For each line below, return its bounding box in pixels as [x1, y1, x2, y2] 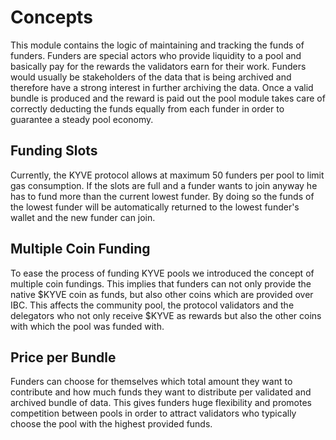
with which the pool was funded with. [10, 320, 165, 332]
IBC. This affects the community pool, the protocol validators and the [10, 299, 295, 311]
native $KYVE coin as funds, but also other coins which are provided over [10, 288, 314, 300]
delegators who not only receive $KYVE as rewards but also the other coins [10, 309, 322, 321]
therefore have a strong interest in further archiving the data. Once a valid [10, 81, 314, 93]
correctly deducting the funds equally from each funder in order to [10, 102, 285, 115]
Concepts [10, 6, 93, 29]
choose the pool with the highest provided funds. [10, 418, 213, 430]
